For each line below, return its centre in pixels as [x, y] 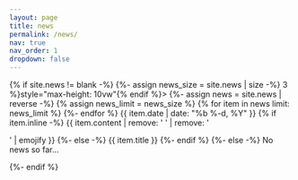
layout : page [34, 17]
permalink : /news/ [44, 34]
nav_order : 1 [34, 51]
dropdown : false [39, 59]
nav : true [28, 43]
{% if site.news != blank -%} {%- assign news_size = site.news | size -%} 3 [149, 85]
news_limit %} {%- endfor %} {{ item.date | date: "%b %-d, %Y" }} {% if [143, 113]
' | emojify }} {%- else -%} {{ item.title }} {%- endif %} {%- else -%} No [141, 140]
